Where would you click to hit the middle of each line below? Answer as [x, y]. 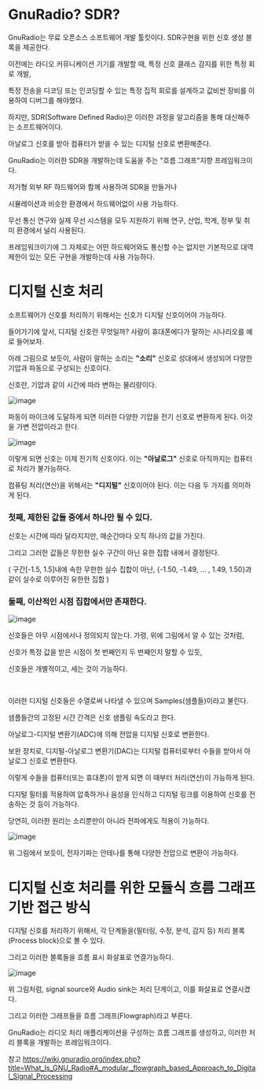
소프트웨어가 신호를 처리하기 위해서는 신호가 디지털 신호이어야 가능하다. [117, 315]
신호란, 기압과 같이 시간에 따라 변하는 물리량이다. [82, 384]
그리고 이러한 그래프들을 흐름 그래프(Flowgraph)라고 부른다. [100, 1016]
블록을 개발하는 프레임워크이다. [64, 1043]
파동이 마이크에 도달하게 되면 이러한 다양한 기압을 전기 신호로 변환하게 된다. [123, 417]
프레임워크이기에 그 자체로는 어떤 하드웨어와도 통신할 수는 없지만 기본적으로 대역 [131, 246]
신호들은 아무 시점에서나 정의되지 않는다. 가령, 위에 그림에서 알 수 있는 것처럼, [126, 635]
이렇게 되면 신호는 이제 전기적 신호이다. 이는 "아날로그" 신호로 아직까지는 [120, 458]
